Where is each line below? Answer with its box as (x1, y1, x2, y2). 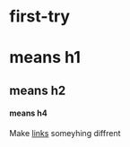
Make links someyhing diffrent (9, 127, 121, 138)
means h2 (9, 82, 66, 98)
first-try (9, 6, 70, 27)
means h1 (9, 48, 81, 68)
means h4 (9, 108, 48, 118)
